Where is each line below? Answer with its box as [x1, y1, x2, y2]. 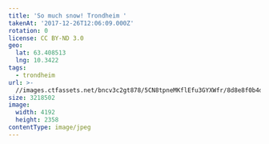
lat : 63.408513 [15, 49, 66, 57]
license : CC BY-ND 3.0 [8, 34, 84, 42]
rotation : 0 [8, 26, 48, 34]
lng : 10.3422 [15, 57, 59, 65]
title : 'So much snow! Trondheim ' [8, 11, 127, 20]
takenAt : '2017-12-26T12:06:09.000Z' [8, 19, 134, 27]
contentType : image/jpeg [8, 123, 91, 131]
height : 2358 [15, 116, 59, 124]
